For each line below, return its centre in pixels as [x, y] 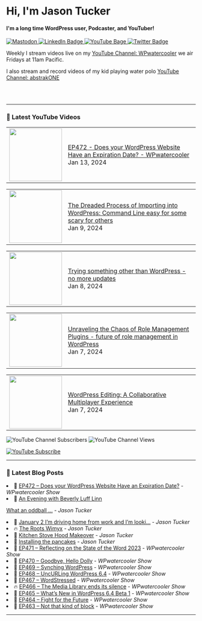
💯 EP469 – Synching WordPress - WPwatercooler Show [83, 567]
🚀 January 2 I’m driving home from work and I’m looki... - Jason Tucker [102, 522]
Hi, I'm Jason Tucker [58, 11]
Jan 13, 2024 [87, 162]
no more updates [92, 278]
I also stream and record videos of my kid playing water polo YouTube [93, 71]
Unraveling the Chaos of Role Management [129, 329]
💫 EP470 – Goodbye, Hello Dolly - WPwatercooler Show [83, 561]
